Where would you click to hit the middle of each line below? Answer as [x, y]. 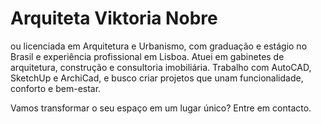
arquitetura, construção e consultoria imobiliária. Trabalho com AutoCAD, [161, 67]
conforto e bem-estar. [56, 88]
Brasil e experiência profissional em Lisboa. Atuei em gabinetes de [147, 56]
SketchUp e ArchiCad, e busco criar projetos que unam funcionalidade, [157, 78]
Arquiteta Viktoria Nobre [114, 18]
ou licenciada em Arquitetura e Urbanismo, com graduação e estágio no [159, 46]
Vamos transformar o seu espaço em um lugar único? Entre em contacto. [161, 108]
